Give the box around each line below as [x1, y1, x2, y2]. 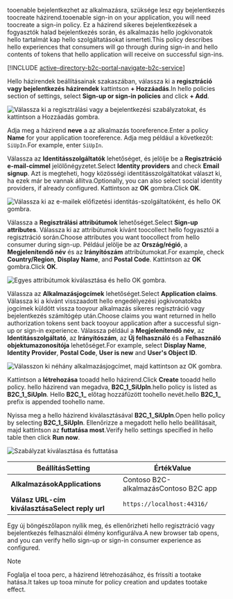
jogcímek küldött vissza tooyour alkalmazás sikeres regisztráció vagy [7, 304, 205, 312]
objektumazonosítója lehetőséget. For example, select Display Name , [7, 341, 207, 350]
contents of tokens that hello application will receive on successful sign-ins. [7, 50, 224, 58]
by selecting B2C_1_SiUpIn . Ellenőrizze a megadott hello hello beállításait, [7, 418, 217, 427]
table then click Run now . [7, 434, 80, 441]
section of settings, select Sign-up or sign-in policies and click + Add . [7, 92, 209, 100]
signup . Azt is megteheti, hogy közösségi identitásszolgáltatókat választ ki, [7, 170, 222, 177]
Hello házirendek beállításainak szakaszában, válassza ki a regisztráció [7, 77, 213, 85]
